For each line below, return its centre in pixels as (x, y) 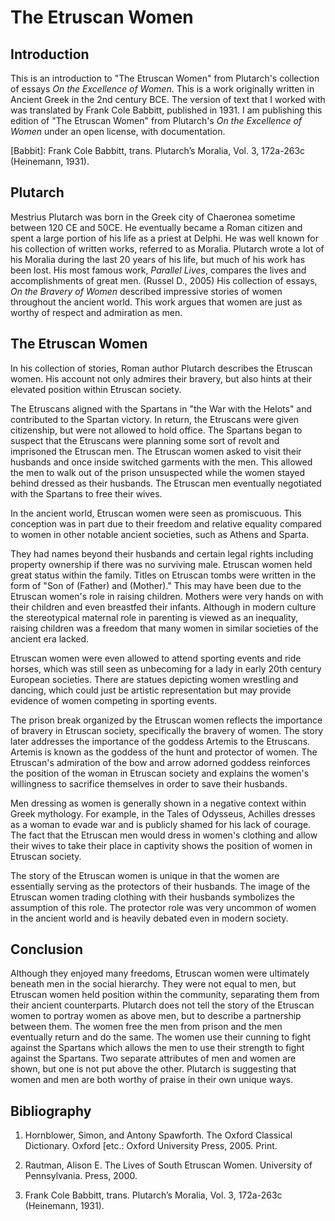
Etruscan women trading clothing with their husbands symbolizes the (152, 897)
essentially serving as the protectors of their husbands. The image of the (160, 886)
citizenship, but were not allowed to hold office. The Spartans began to (156, 430)
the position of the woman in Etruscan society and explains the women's (160, 773)
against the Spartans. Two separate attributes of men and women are (153, 1058)
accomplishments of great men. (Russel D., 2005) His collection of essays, (164, 280)
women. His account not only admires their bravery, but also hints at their (161, 378)
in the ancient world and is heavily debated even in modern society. (149, 918)
